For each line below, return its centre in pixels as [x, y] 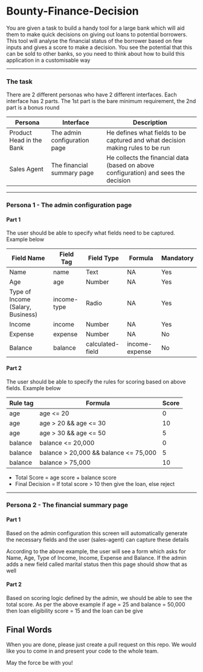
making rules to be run [138, 148]
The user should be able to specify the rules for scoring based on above [96, 381]
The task [19, 81]
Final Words [29, 630]
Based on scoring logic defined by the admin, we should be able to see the [99, 597]
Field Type [103, 258]
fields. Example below [34, 388]
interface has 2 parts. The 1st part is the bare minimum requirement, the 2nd [101, 101]
